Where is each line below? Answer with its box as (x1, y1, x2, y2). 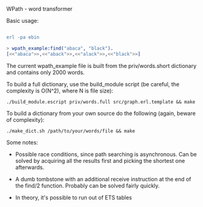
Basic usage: (6, 17, 39, 24)
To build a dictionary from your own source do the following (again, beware (6, 110, 196, 117)
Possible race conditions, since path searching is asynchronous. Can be (15, 150, 197, 158)
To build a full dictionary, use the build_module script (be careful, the (6, 80, 180, 88)
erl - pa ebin (6, 34, 40, 40)
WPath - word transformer (6, 6, 73, 12)
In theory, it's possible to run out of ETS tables (15, 194, 133, 201)
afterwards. (15, 164, 45, 171)
